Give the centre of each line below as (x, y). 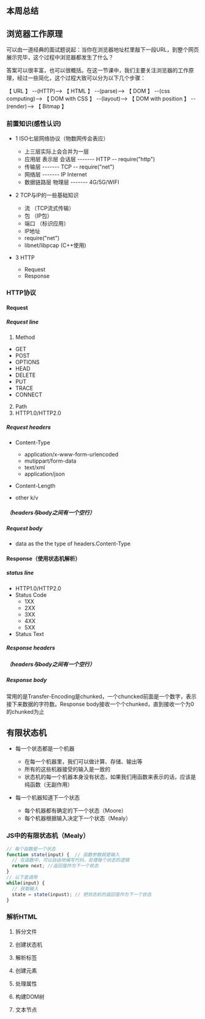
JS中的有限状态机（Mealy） (48, 836)
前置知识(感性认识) (34, 124)
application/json (45, 474)
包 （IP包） (39, 216)
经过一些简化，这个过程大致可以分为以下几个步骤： (81, 78)
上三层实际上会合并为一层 (57, 151)
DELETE (25, 375)
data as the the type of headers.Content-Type (73, 544)
